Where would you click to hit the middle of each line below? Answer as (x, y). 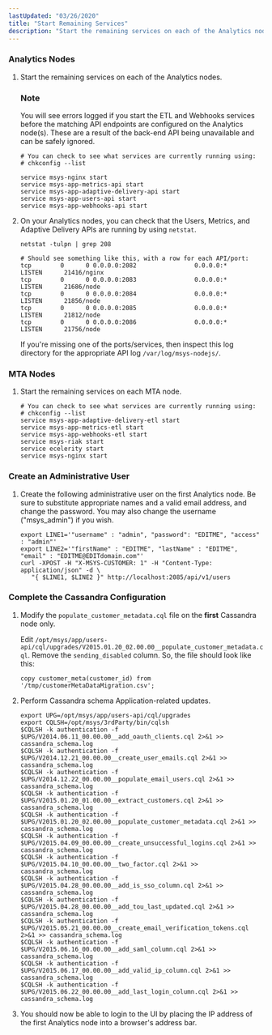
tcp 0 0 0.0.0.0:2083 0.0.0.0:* (123, 279)
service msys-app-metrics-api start (82, 184)
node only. (38, 624)
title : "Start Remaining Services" (68, 23)
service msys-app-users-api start (78, 198)
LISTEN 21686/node (60, 287)
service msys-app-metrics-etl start (82, 428)
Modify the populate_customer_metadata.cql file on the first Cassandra (138, 615)
